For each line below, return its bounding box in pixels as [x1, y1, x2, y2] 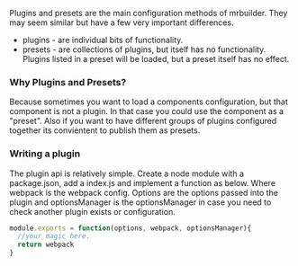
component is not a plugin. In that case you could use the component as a [9, 106, 284, 117]
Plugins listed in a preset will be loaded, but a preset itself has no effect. [22, 54, 290, 64]
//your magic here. [17, 232, 91, 241]
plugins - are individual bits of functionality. [22, 35, 184, 45]
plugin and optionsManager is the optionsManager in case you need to [9, 197, 272, 208]
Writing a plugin [9, 147, 81, 160]
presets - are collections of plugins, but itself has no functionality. [22, 44, 266, 55]
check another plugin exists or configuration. [9, 206, 176, 217]
